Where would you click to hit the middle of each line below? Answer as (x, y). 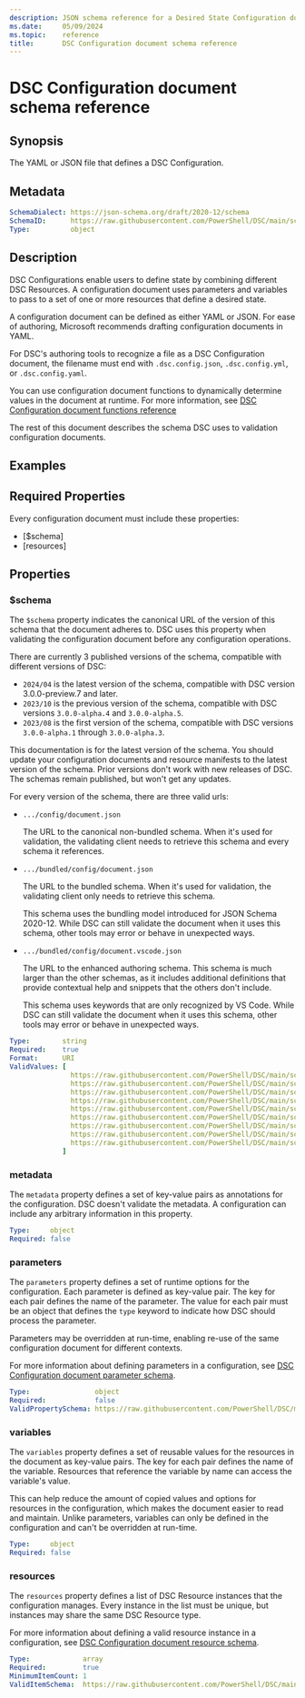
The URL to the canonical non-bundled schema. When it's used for (148, 832)
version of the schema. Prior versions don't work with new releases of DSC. (151, 769)
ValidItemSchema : (42, 1684)
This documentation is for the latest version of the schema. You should (142, 750)
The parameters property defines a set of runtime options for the (129, 1281)
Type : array (56, 1659)
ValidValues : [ (38, 1067)
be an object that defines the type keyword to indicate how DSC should (143, 1311)
